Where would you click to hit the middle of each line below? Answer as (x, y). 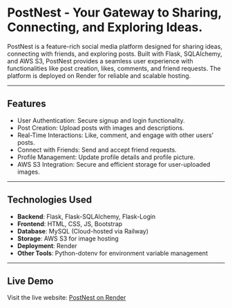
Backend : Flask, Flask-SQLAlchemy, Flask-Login (86, 216)
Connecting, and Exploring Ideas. (105, 27)
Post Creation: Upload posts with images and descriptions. (100, 127)
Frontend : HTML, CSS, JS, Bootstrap (70, 224)
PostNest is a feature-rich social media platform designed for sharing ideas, (115, 46)
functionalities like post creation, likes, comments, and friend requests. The (114, 68)
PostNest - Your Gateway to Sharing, (115, 13)
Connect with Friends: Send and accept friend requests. (97, 150)
